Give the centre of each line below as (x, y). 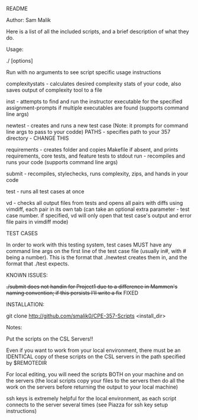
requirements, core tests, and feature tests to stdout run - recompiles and (95, 156)
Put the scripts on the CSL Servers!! (50, 339)
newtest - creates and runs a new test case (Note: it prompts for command (97, 126)
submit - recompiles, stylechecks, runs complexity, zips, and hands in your (97, 174)
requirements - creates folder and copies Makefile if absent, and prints (92, 150)
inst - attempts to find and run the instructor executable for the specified (94, 101)
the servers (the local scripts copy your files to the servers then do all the (95, 381)
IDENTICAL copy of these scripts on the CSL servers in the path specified (96, 357)
